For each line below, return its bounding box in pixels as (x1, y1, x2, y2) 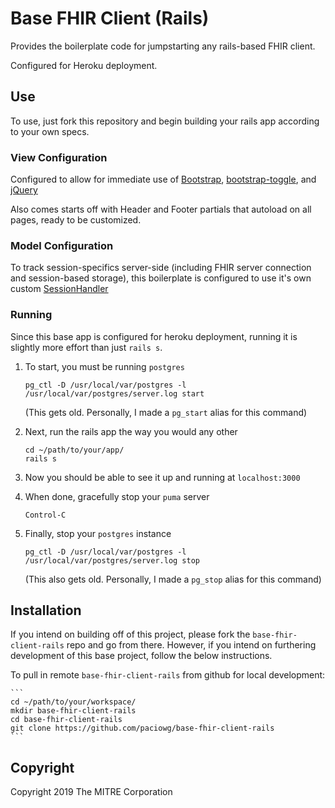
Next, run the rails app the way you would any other (24, 425, 238, 437)
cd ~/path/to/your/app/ (24, 445, 125, 455)
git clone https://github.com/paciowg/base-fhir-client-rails (10, 723, 275, 734)
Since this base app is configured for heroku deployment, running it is (10, 330, 298, 342)
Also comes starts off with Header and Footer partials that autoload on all (10, 203, 312, 216)
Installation (10, 602, 82, 619)
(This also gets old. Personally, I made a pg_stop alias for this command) (24, 573, 322, 585)
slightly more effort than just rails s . (10, 341, 163, 353)
